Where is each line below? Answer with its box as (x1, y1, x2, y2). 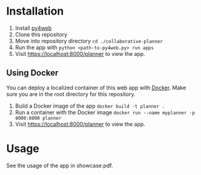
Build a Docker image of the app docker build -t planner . (15, 102, 165, 109)
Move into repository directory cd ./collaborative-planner (15, 37, 163, 44)
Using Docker (6, 68, 59, 78)
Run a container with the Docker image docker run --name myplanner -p (15, 108, 196, 116)
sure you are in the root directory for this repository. (6, 90, 136, 98)
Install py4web (15, 24, 52, 32)
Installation (6, 4, 64, 18)
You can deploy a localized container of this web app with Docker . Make (6, 84, 186, 91)
